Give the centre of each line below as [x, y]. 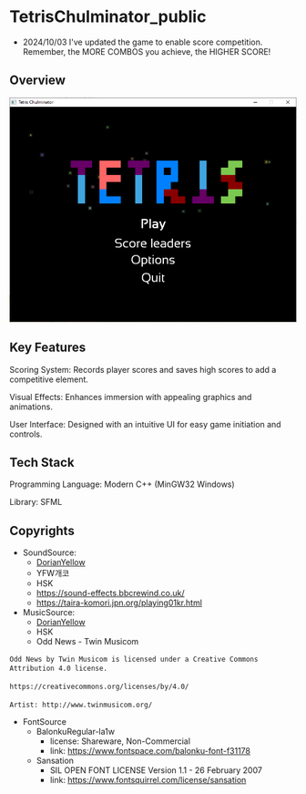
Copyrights [42, 531]
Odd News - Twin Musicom [87, 642]
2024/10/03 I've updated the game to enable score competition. [143, 42]
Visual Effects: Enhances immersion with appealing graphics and [131, 397]
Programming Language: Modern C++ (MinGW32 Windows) [122, 484]
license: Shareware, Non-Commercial [120, 741]
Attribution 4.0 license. [58, 669]
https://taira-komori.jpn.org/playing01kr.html [119, 603]
